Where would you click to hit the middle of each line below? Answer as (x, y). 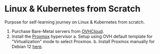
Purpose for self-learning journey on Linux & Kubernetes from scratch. (75, 22)
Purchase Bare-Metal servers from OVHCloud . (58, 31)
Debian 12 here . (27, 46)
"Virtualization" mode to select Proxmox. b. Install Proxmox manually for (83, 41)
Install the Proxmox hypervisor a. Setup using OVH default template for (82, 36)
